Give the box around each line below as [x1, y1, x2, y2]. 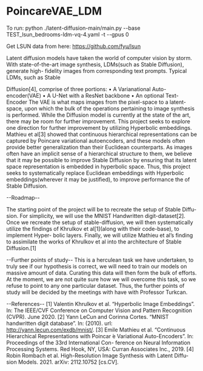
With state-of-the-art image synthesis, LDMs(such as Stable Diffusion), [6, 61, 184, 68]
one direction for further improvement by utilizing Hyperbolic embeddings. [6, 124, 192, 131]
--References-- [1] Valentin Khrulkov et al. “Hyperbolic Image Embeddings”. [6, 300, 195, 307]
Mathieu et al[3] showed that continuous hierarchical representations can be [6, 131, 198, 138]
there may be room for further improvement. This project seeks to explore [6, 117, 191, 125]
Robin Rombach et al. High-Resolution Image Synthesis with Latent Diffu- [6, 352, 189, 359]
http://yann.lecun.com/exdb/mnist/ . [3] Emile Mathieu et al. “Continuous [6, 326, 186, 333]
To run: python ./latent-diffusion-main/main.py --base [6, 24, 141, 32]
